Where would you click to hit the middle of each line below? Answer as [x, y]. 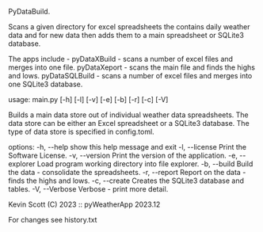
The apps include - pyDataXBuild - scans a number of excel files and [121, 59]
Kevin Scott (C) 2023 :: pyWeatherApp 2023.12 [84, 204]
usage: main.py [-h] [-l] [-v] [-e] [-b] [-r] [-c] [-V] [88, 99]
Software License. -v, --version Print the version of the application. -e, [123, 155]
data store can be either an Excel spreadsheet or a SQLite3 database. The [129, 123]
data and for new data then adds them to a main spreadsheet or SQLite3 [126, 35]
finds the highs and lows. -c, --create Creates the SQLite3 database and [126, 181]
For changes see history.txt [53, 220]
